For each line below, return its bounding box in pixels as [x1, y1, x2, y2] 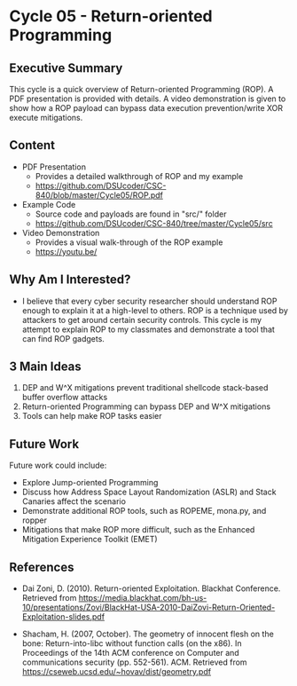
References [9, 559, 74, 574]
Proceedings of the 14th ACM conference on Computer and [21, 648, 239, 658]
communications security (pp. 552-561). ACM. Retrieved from [21, 657, 247, 667]
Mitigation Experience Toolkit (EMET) [21, 534, 158, 545]
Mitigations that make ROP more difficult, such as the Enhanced [21, 524, 255, 535]
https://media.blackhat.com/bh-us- [78, 593, 207, 603]
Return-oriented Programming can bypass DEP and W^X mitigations [21, 401, 271, 412]
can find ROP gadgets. [21, 333, 105, 343]
